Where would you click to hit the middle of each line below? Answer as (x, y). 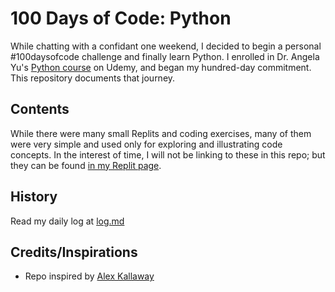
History (34, 197)
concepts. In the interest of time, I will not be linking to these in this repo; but (168, 154)
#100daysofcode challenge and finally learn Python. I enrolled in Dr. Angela (165, 56)
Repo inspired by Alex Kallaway (89, 276)
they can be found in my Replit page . (86, 165)
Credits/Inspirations (74, 252)
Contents (40, 109)
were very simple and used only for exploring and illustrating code (146, 144)
